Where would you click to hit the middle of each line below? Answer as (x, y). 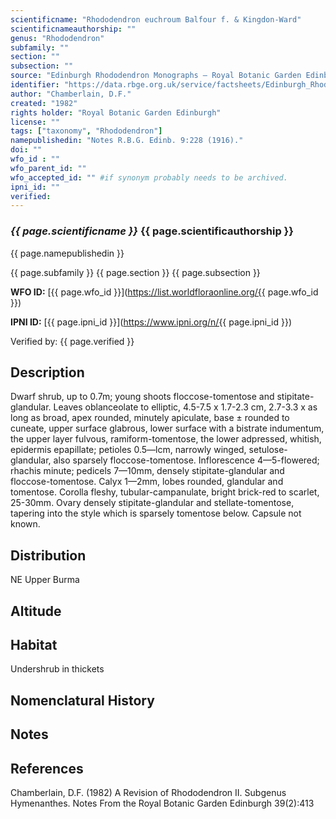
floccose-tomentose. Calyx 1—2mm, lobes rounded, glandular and (147, 482)
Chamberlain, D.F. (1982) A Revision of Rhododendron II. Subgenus (148, 792)
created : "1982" (44, 103)
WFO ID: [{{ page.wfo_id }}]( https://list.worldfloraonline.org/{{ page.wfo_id (164, 292)
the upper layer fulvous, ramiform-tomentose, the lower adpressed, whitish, (166, 439)
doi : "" (26, 150)
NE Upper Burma (45, 580)
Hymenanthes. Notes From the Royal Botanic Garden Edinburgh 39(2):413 (162, 803)
